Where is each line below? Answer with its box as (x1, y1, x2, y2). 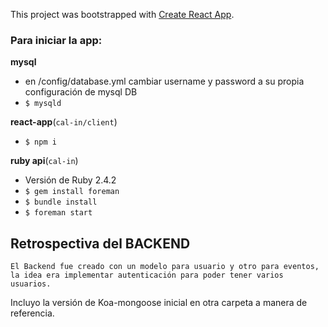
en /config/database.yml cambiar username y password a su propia (24, 75, 305, 88)
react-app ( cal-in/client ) (10, 116, 118, 128)
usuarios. (10, 279, 52, 289)
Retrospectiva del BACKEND (10, 235, 191, 252)
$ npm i (24, 137, 57, 148)
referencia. (10, 307, 55, 319)
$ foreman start (24, 208, 93, 218)
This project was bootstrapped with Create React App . (10, 9, 235, 20)
